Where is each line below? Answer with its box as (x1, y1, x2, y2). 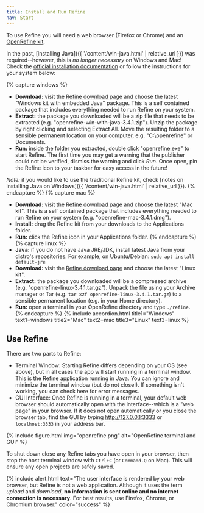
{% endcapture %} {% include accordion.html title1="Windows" (15, 309, 175, 317)
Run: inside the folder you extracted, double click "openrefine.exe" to (15, 145, 190, 152)
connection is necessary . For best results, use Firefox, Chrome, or (6, 495, 175, 502)
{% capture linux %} (15, 239, 66, 247)
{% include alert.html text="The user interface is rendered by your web (6, 475, 185, 483)
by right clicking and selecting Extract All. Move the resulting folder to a (15, 125, 195, 132)
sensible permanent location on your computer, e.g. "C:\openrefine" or (15, 132, 193, 139)
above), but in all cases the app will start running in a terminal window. (15, 368, 192, 376)
